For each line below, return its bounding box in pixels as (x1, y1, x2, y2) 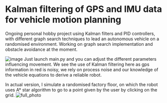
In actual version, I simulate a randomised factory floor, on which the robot (5, 81, 158, 88)
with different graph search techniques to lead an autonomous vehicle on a (5, 36, 160, 42)
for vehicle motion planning (5, 14, 121, 25)
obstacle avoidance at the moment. (5, 46, 78, 52)
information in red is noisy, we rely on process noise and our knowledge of (5, 66, 159, 73)
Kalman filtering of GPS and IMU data (5, 3, 163, 15)
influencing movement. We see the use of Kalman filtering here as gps (5, 61, 150, 67)
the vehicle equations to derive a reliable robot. (5, 72, 102, 78)
